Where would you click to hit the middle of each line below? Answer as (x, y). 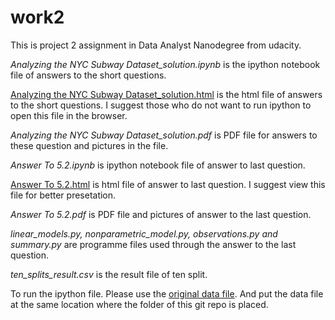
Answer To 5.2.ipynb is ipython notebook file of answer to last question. (158, 165)
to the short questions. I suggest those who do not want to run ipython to (161, 105)
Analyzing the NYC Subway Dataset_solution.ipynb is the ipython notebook (165, 64)
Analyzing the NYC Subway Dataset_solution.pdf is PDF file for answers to (164, 135)
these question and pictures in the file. (89, 145)
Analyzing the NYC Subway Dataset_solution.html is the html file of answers (166, 94)
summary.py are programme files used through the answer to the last (153, 244)
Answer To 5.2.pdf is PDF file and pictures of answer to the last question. (161, 214)
